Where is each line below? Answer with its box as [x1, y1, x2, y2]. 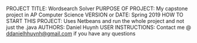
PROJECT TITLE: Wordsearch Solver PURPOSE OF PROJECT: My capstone [6, 5, 188, 12]
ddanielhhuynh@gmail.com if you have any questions [6, 30, 136, 37]
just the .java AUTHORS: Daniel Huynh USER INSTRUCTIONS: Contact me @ [6, 24, 191, 31]
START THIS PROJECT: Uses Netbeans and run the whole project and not [6, 18, 185, 24]
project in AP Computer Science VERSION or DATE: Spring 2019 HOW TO [6, 11, 183, 18]
